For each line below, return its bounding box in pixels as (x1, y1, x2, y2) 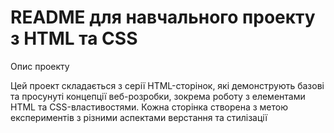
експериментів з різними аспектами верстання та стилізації (10, 111, 268, 123)
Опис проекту (10, 60, 70, 72)
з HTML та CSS (10, 27, 138, 50)
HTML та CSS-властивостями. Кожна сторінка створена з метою (10, 101, 289, 113)
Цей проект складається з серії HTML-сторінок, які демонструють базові (10, 79, 325, 91)
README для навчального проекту (10, 6, 316, 29)
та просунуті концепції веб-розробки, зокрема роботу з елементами (10, 90, 306, 102)
